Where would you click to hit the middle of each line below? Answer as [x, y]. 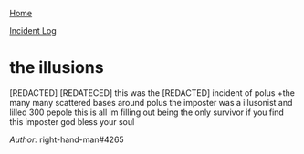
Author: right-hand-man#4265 [67, 139]
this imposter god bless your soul [72, 121]
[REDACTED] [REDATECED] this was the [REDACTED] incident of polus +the [152, 92]
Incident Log [33, 31]
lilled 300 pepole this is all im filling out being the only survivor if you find [147, 112]
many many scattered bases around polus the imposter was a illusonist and [151, 102]
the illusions [57, 68]
